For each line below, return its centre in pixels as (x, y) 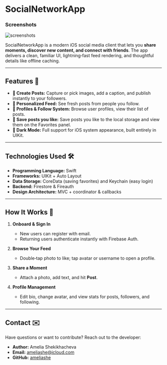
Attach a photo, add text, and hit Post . (59, 277)
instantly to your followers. (40, 98)
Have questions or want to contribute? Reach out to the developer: (73, 337)
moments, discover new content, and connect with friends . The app (77, 50)
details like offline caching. (33, 61)
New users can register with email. (55, 233)
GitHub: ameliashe (32, 357)
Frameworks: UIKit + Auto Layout (47, 176)
